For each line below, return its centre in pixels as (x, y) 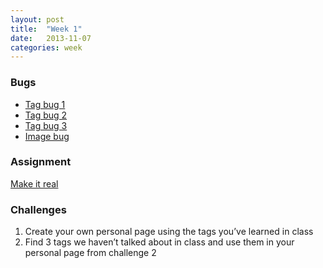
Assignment (41, 162)
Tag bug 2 (46, 115)
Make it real (34, 183)
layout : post (37, 19)
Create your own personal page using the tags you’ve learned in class (169, 232)
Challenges (38, 209)
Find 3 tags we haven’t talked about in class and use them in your (159, 242)
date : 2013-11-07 (51, 38)
